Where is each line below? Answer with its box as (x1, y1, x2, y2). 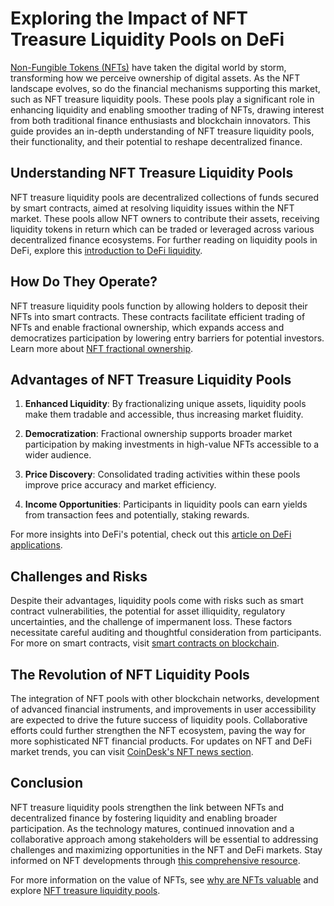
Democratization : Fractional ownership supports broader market (24, 428, 293, 440)
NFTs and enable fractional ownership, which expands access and (10, 321, 285, 333)
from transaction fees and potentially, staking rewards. (24, 509, 250, 521)
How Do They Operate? (10, 273, 158, 291)
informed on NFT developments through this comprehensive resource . (10, 854, 301, 866)
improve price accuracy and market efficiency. (24, 479, 217, 491)
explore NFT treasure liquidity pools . (10, 884, 161, 896)
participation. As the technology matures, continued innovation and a (10, 822, 295, 834)
